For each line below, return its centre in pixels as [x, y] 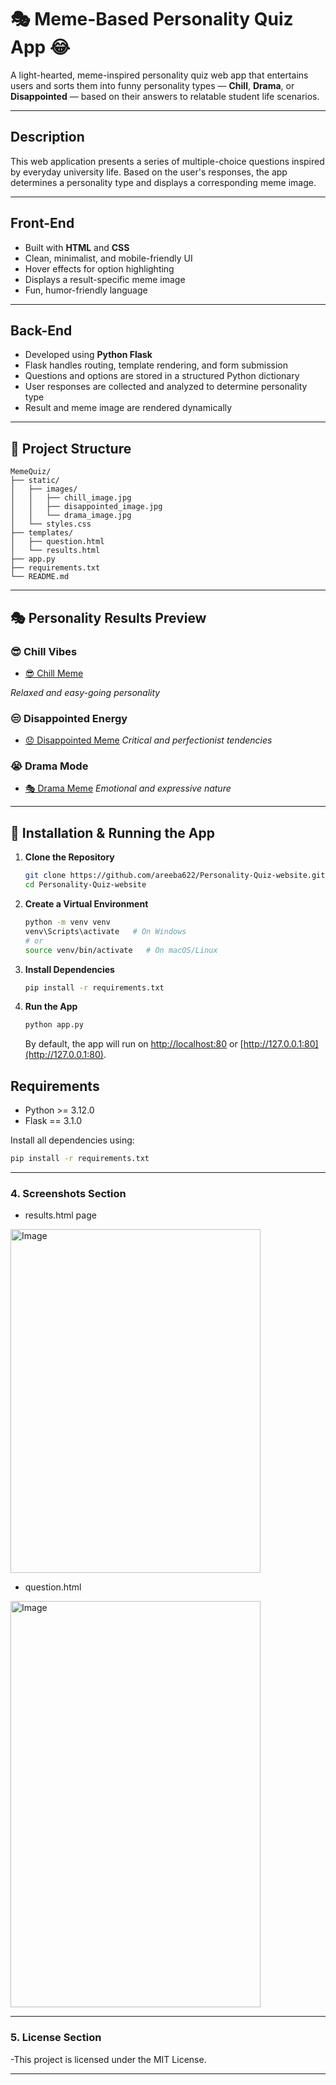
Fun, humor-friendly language [86, 290]
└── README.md [40, 577]
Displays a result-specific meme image [105, 279]
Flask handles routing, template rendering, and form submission [156, 365]
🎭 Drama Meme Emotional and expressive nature [128, 788]
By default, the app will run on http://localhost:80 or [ [134, 1044]
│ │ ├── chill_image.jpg [71, 498]
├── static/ [35, 481]
